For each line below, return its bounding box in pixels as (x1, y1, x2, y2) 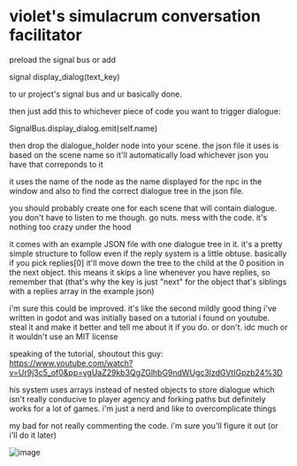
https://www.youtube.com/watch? (9, 357, 133, 369)
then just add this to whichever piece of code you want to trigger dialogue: (9, 105, 281, 116)
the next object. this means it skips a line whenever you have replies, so (9, 267, 271, 277)
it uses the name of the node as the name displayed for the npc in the (9, 175, 263, 187)
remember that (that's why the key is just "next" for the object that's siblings (9, 276, 287, 287)
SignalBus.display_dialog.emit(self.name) (9, 122, 158, 134)
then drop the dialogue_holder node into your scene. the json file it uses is (9, 140, 279, 151)
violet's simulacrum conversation (9, 6, 261, 27)
